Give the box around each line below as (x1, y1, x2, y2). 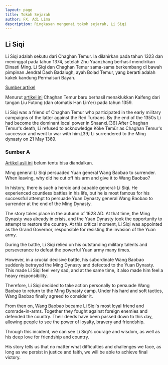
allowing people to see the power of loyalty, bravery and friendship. (5, 319, 145, 325)
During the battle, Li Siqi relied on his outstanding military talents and (5, 242, 148, 248)
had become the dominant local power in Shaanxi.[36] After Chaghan (5, 120, 148, 126)
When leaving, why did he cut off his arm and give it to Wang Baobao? (5, 175, 150, 181)
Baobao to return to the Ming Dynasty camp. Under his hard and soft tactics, (5, 288, 163, 294)
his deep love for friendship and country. (5, 334, 89, 340)
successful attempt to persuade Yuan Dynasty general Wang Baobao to (5, 196, 153, 202)
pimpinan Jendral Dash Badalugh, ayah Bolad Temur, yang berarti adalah (5, 69, 155, 75)
